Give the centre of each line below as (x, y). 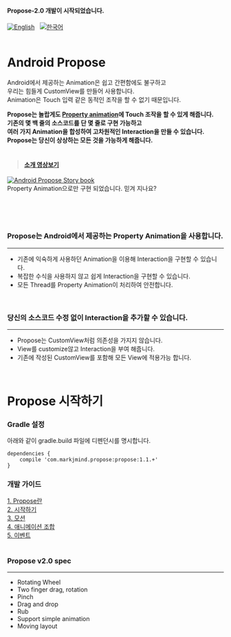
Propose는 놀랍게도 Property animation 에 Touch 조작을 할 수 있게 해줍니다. (111, 114)
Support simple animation (53, 619)
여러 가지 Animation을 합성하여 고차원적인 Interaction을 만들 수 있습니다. (106, 132)
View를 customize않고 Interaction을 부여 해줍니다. (86, 348)
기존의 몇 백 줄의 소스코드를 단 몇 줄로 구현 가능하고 (75, 123)
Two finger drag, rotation (52, 589)
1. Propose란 (25, 501)
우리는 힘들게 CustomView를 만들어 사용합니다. (71, 91)
